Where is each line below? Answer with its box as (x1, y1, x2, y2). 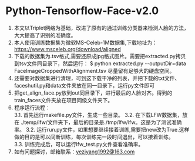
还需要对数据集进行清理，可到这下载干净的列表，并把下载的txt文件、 (14, 75, 180, 82)
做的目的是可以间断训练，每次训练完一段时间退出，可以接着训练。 (14, 133, 174, 140)
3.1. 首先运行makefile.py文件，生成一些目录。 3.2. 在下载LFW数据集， (14, 111, 183, 118)
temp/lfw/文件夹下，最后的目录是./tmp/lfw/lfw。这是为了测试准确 (23, 119, 182, 126)
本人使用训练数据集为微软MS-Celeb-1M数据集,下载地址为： (14, 39, 158, 46)
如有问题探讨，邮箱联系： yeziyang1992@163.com (14, 148, 135, 155)
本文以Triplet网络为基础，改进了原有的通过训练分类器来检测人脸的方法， (14, 24, 189, 31)
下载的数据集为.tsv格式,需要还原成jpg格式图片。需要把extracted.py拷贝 (14, 52, 186, 59)
